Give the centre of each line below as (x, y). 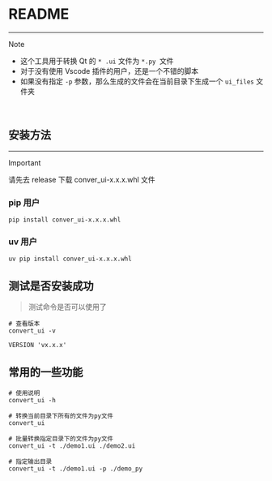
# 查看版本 (24, 324)
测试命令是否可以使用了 (67, 307)
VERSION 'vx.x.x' (38, 346)
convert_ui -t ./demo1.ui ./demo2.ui (72, 446)
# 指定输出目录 (30, 462)
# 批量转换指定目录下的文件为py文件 (61, 439)
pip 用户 (24, 202)
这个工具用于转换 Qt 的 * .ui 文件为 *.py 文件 (97, 61)
